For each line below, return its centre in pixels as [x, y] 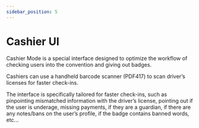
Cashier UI [33, 41]
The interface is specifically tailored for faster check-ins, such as [87, 94]
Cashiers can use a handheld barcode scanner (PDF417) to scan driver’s [96, 76]
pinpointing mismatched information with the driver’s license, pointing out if [100, 100]
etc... [13, 120]
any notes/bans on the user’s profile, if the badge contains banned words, [98, 113]
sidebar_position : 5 [32, 12]
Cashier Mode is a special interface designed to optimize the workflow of [97, 58]
